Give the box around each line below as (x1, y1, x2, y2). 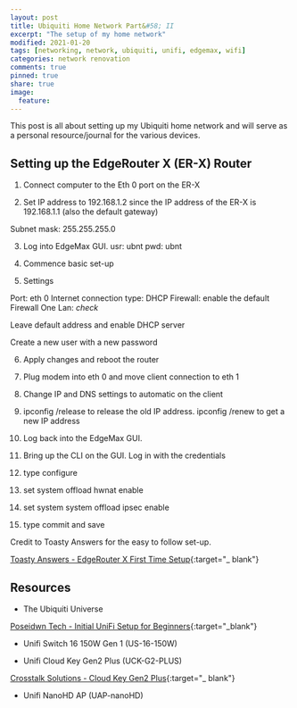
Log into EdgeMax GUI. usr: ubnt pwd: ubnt (22, 241, 182, 252)
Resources (10, 579, 71, 595)
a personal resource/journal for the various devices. (10, 130, 201, 141)
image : (10, 87, 35, 96)
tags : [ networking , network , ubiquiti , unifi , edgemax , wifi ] (10, 46, 246, 55)
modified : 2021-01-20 (10, 37, 91, 47)
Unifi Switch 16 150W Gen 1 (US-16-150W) (22, 638, 177, 648)
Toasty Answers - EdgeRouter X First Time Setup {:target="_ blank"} (10, 554, 260, 565)
